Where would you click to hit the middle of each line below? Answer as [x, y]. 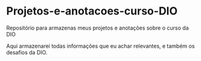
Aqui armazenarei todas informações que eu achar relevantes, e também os [101, 46]
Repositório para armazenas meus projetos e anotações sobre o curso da [97, 28]
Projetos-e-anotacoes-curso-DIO [92, 11]
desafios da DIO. [27, 52]
